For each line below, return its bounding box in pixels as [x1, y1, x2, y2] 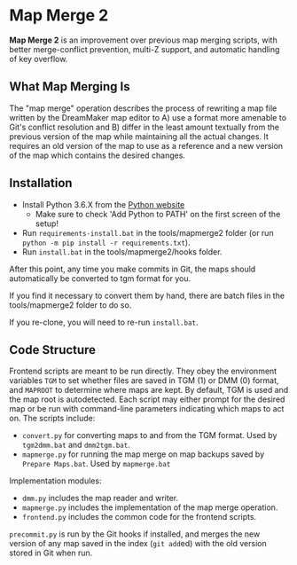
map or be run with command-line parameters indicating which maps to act [9, 404, 285, 414]
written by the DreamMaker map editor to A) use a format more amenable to [9, 112, 286, 122]
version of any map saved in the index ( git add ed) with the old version [9, 538, 268, 549]
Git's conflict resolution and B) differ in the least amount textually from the [9, 122, 279, 132]
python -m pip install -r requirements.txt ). [21, 237, 191, 247]
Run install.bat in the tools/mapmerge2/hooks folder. [21, 246, 223, 257]
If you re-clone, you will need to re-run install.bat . [9, 317, 199, 327]
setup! [35, 218, 59, 229]
